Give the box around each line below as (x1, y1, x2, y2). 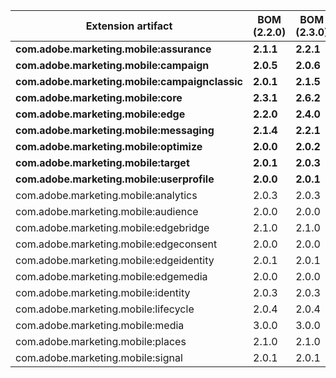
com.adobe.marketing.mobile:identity (15, 286, 191, 299)
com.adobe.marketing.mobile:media (15, 319, 185, 332)
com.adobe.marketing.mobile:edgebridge (15, 221, 210, 234)
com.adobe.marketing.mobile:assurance (15, 42, 212, 56)
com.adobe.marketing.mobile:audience (15, 205, 199, 218)
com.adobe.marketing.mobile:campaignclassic (15, 75, 244, 88)
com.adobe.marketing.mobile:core (15, 91, 183, 104)
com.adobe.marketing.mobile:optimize (15, 140, 203, 153)
